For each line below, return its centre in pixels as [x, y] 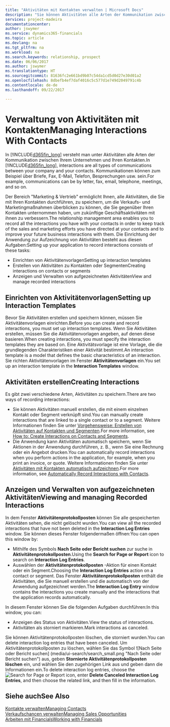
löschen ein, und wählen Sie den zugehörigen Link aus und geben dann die [84, 664]
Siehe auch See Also [37, 696]
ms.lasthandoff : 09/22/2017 [35, 90]
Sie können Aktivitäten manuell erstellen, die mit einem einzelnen [80, 410]
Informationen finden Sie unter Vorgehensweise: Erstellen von [77, 426]
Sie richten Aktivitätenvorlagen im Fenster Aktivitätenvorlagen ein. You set [83, 361]
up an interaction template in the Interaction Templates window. [72, 366]
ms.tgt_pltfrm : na [25, 48]
